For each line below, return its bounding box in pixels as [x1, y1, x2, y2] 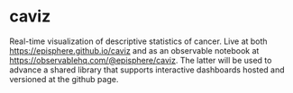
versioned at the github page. [9, 73, 119, 84]
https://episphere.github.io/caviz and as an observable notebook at [9, 45, 260, 55]
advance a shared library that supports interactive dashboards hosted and [9, 64, 286, 75]
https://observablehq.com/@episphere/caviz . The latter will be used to [9, 55, 272, 65]
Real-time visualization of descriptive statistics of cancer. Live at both [9, 36, 268, 46]
